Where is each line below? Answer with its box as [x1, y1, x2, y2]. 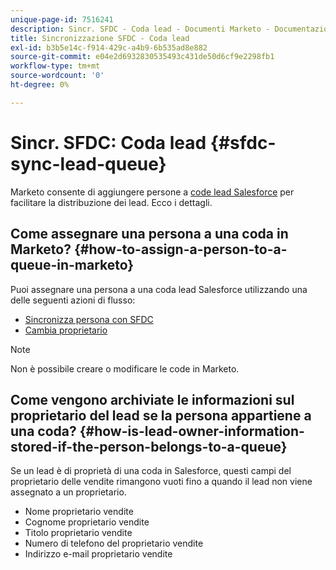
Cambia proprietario [24, 324, 108, 336]
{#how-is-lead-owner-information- [79, 422, 305, 440]
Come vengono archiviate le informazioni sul [10, 391, 295, 408]
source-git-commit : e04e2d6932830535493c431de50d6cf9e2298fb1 [10, 52, 275, 62]
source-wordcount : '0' [10, 71, 105, 81]
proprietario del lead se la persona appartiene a [10, 407, 312, 424]
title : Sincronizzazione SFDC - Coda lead [10, 33, 190, 43]
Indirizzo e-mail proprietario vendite [24, 548, 173, 560]
